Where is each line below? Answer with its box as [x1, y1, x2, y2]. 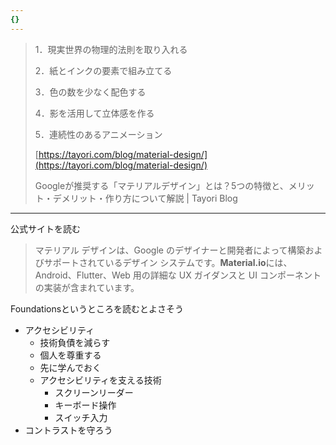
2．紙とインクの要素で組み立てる [34, 64, 173, 76]
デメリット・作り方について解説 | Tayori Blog [52, 192, 238, 204]
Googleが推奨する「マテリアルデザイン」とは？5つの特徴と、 [34, 179, 289, 191]
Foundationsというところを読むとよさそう [10, 302, 185, 315]
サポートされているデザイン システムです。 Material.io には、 [43, 256, 293, 268]
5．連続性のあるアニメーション [34, 128, 163, 140]
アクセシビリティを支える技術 [39, 374, 162, 386]
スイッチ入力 [54, 411, 108, 423]
